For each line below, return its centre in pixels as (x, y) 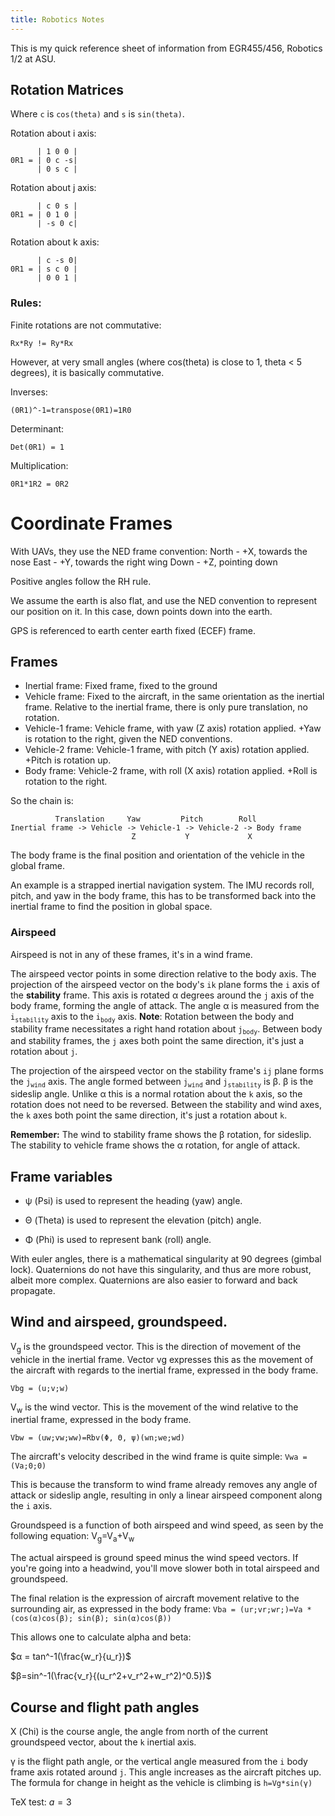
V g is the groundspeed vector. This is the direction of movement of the (156, 1347)
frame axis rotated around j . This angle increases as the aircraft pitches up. (166, 1772)
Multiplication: (39, 465)
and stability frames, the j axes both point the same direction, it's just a (157, 1041)
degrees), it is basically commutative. (87, 372)
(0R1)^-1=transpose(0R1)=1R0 (71, 410)
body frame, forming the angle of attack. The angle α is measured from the (165, 1005)
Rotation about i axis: (53, 133)
